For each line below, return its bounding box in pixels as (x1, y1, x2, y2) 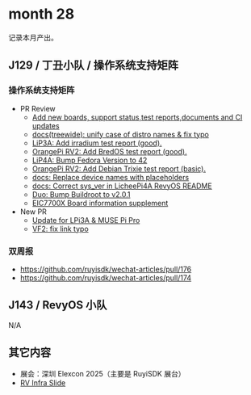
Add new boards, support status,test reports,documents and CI (31, 112, 243, 122)
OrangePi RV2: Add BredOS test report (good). (31, 146, 187, 156)
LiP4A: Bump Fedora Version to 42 (31, 155, 148, 165)
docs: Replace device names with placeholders (31, 172, 190, 182)
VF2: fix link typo (31, 224, 89, 233)
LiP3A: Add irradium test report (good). (31, 138, 163, 148)
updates (31, 120, 60, 130)
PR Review (19, 103, 56, 113)
